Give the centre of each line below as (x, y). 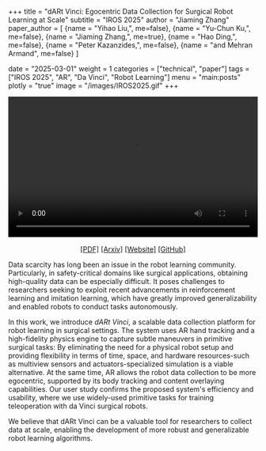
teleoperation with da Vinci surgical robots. (78, 406)
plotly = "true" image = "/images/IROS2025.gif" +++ (93, 85)
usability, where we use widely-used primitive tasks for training (111, 397)
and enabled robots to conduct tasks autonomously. (93, 306)
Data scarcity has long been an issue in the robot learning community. (122, 264)
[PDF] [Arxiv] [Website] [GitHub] (133, 249)
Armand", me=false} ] (44, 53)
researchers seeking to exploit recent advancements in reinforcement (122, 290)
